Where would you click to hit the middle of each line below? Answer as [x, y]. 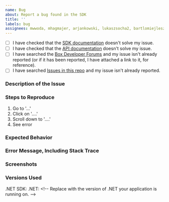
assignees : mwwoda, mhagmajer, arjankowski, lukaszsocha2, [68, 29]
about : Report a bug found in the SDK [46, 15]
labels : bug [18, 24]
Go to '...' [22, 108]
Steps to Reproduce [30, 97]
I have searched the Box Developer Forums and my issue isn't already [85, 54]
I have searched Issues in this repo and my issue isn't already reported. [86, 70]
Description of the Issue [35, 84]
